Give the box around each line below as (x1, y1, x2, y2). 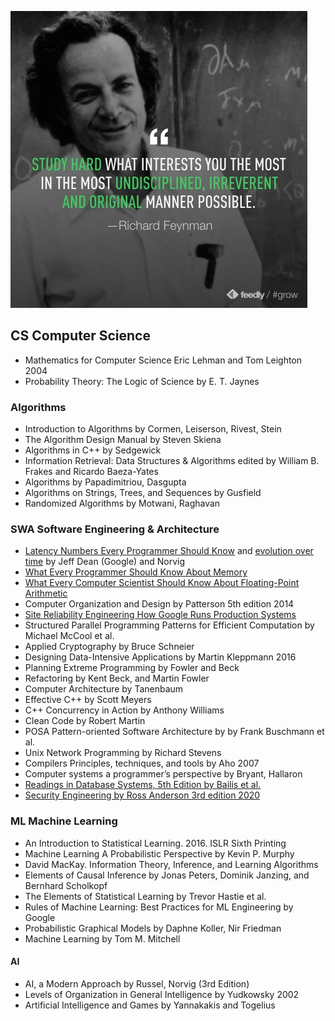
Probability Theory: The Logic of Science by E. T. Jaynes (24, 375, 260, 387)
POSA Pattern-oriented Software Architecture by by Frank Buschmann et (24, 726, 325, 738)
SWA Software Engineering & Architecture (10, 522, 220, 536)
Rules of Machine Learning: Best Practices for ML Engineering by (24, 901, 294, 913)
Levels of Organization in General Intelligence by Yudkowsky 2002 (24, 988, 300, 1000)
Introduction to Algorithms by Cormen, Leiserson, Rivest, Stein (24, 423, 282, 435)
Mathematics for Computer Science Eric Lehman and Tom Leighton (24, 354, 303, 366)
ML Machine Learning (10, 814, 118, 828)
